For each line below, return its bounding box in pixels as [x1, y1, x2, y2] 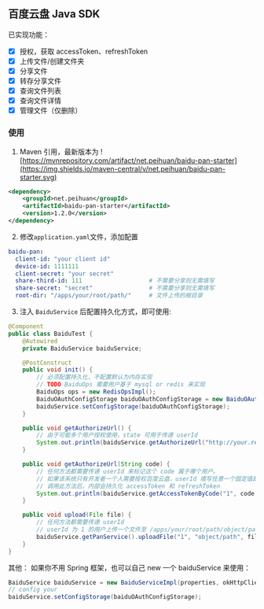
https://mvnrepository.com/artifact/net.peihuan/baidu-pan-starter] [22, 156, 237, 165]
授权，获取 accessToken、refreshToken [19, 46, 148, 56]
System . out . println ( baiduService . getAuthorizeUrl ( [36, 439, 206, 447]
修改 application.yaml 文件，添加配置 [19, 231, 139, 242]
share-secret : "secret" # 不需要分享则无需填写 [15, 284, 214, 293]
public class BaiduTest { [8, 330, 93, 338]
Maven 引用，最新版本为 [19, 146, 100, 156]
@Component [8, 323, 44, 330]
